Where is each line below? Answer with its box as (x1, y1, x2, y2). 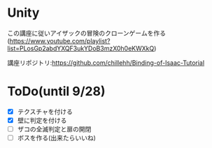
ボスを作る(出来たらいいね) (17, 134, 96, 142)
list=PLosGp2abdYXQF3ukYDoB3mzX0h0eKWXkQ (7, 44, 155, 52)
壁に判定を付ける (17, 116, 67, 124)
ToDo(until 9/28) (7, 84, 106, 99)
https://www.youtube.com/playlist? (9, 36, 111, 45)
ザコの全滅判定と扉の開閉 (17, 125, 92, 133)
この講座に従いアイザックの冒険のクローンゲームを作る (7, 29, 167, 37)
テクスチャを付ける (17, 107, 73, 116)
